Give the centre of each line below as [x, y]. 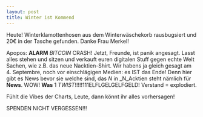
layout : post [23, 12]
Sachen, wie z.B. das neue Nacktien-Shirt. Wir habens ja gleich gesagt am [99, 65]
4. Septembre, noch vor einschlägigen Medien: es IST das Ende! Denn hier [99, 72]
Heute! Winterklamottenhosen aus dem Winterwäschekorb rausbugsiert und [101, 34]
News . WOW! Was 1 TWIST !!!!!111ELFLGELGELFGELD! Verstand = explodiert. [101, 84]
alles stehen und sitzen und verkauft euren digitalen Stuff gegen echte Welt [101, 59]
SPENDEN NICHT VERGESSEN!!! [47, 108]
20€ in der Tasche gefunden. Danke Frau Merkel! [68, 41]
